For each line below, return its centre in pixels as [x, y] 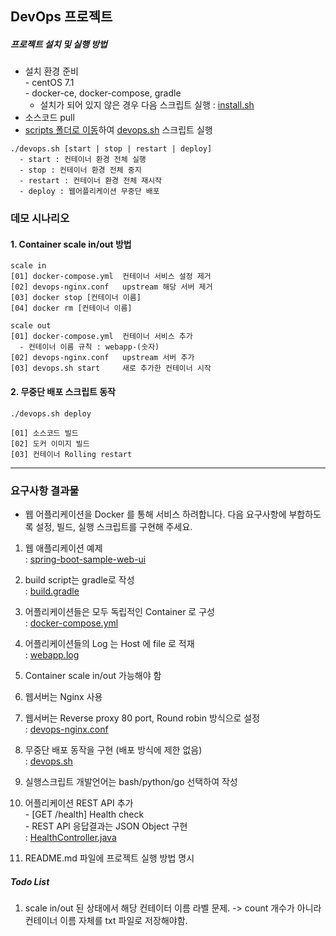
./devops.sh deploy [51, 413]
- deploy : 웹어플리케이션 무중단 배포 [89, 192]
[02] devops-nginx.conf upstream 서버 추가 [102, 358]
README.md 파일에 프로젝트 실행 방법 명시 [109, 858]
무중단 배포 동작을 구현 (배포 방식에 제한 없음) [113, 749]
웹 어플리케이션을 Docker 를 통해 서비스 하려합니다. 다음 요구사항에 [155, 514]
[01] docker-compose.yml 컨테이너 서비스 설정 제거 [111, 277]
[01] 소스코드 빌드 [44, 433]
